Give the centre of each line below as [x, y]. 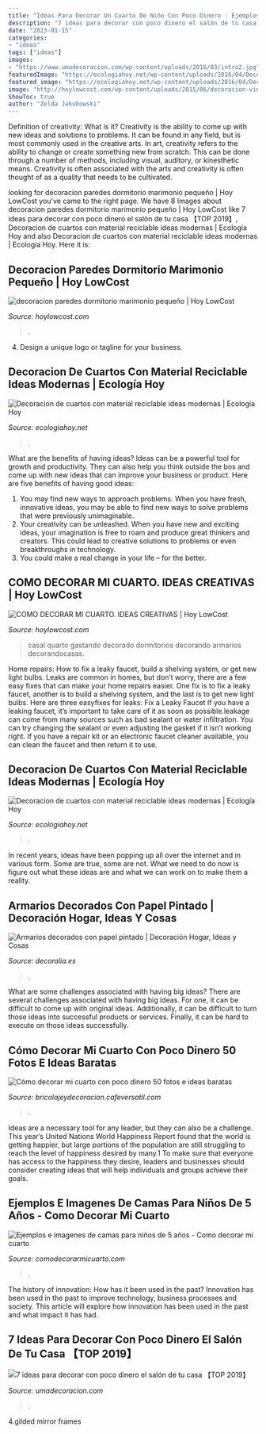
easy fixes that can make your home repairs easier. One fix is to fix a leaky [129, 685]
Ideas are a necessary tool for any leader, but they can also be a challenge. [131, 1128]
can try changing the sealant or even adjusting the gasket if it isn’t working [130, 727]
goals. [18, 1178]
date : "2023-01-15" [40, 30]
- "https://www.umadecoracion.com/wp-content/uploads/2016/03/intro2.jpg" [134, 67]
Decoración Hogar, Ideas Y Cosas [93, 918]
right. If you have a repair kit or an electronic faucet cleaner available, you [128, 736]
